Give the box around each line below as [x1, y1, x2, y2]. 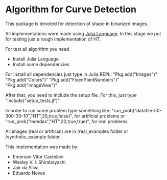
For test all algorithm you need [5, 46, 69, 52]
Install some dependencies [12, 61, 70, 67]
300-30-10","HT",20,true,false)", [5, 113, 74, 119]
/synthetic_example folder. [5, 133, 61, 139]
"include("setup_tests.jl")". [5, 97, 61, 104]
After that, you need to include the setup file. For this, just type [5, 92, 137, 98]
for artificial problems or [74, 113, 125, 119]
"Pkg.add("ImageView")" [5, 82, 58, 88]
